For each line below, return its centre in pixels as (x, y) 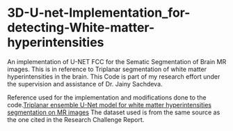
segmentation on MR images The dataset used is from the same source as (114, 112)
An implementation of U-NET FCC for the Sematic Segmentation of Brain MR (117, 61)
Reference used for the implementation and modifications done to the (107, 97)
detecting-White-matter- (81, 28)
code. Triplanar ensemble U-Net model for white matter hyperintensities (110, 105)
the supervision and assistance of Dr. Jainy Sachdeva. (85, 84)
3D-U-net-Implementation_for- (99, 13)
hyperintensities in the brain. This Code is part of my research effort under (114, 76)
